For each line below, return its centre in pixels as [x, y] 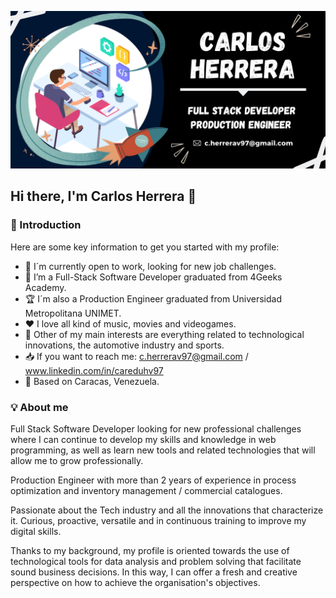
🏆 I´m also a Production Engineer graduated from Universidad [153, 298]
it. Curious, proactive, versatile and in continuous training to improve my [158, 520]
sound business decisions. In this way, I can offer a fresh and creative [154, 572]
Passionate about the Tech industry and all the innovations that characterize [167, 510]
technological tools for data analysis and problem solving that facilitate [156, 561]
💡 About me [39, 407]
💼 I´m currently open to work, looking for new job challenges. [150, 266]
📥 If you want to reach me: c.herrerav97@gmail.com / [136, 356]
